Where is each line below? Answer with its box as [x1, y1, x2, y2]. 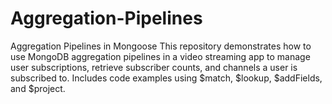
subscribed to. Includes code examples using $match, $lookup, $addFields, [10, 72, 323, 84]
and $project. [10, 82, 66, 94]
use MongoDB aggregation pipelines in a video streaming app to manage [10, 50, 311, 62]
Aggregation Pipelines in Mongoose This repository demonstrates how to [10, 40, 312, 52]
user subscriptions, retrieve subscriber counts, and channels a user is [10, 61, 298, 73]
